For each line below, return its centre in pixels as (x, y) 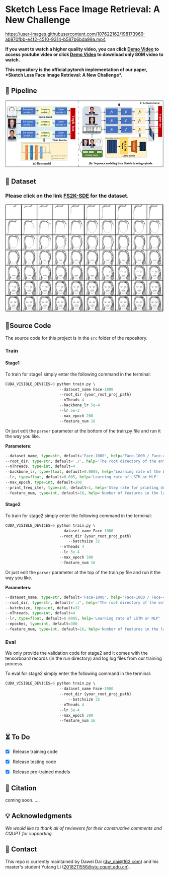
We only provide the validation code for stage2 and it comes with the (77, 653)
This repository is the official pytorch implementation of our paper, (76, 70)
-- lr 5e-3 (69, 411)
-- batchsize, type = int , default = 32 (43, 608)
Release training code (35, 752)
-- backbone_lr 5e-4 (79, 405)
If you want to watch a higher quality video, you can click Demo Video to (82, 49)
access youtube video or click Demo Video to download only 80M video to (84, 54)
